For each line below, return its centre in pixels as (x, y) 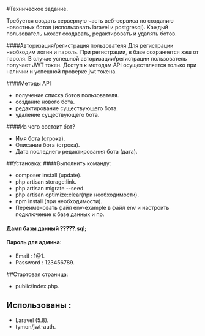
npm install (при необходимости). (59, 201)
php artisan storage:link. (46, 182)
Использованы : (39, 305)
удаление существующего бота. (57, 115)
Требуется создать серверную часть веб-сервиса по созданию (90, 21)
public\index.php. (37, 286)
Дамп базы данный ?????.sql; (47, 228)
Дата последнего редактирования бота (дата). (76, 151)
